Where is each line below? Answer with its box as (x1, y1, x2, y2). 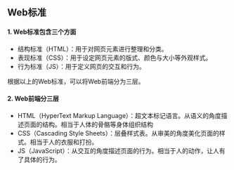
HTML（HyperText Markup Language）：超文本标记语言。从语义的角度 (17, 111, 221, 119)
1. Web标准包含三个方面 (7, 27, 77, 36)
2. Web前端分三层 (7, 94, 60, 103)
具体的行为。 (23, 155, 61, 164)
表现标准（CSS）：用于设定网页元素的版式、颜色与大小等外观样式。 (17, 53, 212, 62)
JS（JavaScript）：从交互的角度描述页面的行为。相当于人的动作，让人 (17, 146, 220, 155)
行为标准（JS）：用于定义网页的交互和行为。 (17, 62, 145, 70)
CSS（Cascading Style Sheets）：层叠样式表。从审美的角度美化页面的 (17, 129, 219, 137)
